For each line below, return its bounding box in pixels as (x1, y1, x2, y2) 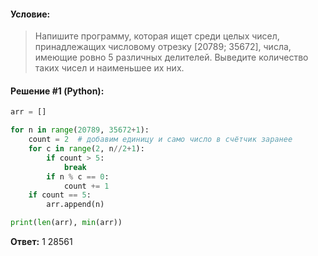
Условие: (10, 8, 51, 20)
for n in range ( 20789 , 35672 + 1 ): (10, 125, 150, 135)
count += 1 (63, 181, 110, 191)
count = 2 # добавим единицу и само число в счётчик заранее (28, 135, 293, 145)
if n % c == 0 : (46, 171, 110, 182)
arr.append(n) (46, 200, 105, 210)
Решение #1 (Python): (10, 85, 105, 97)
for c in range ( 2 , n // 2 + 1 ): (28, 144, 145, 154)
